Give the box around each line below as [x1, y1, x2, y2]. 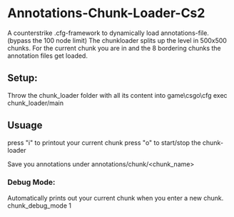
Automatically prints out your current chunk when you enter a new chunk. [7, 193, 224, 202]
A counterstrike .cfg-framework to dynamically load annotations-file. [7, 29, 209, 37]
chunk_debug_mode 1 [7, 201, 71, 210]
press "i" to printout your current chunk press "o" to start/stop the [7, 138, 201, 147]
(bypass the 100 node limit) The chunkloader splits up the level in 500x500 [7, 36, 227, 44]
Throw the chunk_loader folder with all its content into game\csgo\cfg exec [7, 91, 228, 99]
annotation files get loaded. [7, 51, 88, 60]
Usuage [7, 119, 43, 131]
